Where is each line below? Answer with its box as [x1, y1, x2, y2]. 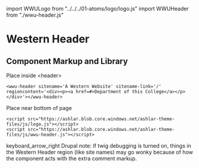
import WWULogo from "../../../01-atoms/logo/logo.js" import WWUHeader [6, 5, 189, 12]
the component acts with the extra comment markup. [6, 155, 137, 162]
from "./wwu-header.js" [6, 11, 64, 19]
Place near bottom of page [6, 105, 72, 111]
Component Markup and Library [6, 56, 128, 66]
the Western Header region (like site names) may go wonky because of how [6, 149, 193, 155]
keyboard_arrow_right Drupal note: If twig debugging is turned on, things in [6, 142, 191, 149]
